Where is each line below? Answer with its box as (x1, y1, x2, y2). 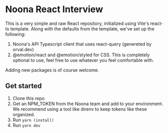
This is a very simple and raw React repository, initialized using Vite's (5, 20, 149, 26)
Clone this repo (12, 95, 45, 101)
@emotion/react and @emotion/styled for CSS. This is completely (12, 52, 150, 58)
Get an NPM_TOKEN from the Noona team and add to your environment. (12, 101, 163, 107)
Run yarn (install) (12, 117, 54, 123)
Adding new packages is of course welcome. (5, 67, 100, 73)
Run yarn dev (12, 122, 40, 128)
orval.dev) (12, 46, 34, 52)
